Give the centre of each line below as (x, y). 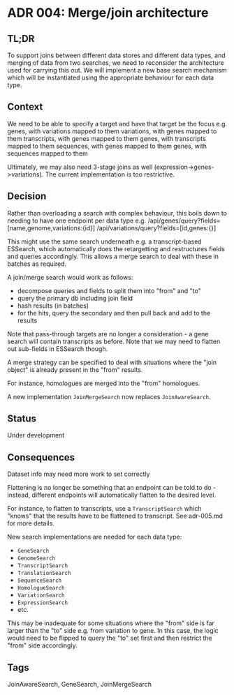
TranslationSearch (44, 574)
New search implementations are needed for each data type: (95, 537)
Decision (27, 196)
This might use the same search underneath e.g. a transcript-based (104, 241)
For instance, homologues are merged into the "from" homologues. (104, 383)
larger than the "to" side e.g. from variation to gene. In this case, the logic (113, 631)
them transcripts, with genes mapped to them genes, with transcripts (107, 138)
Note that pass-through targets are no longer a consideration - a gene (108, 334)
